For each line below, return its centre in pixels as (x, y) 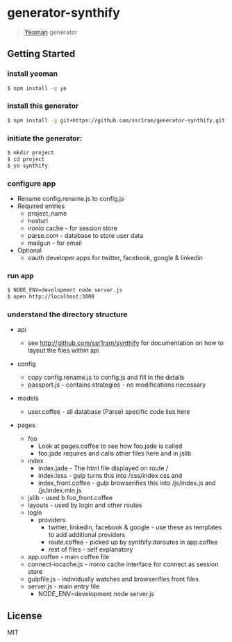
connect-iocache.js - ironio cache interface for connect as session (123, 564)
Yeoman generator (51, 32)
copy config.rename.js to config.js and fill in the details (106, 378)
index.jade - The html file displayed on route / (103, 468)
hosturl (38, 220)
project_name (47, 213)
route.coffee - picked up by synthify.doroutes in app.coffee (133, 542)
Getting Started (41, 54)
